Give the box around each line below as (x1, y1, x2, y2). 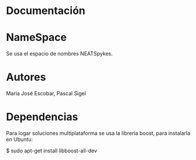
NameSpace (6, 31, 67, 44)
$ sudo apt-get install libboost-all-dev (6, 147, 98, 154)
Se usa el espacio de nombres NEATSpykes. (6, 50, 113, 57)
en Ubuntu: (6, 136, 33, 142)
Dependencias (6, 110, 78, 124)
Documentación (6, 4, 86, 18)
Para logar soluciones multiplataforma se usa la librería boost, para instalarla (6, 130, 191, 137)
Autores (6, 71, 46, 84)
